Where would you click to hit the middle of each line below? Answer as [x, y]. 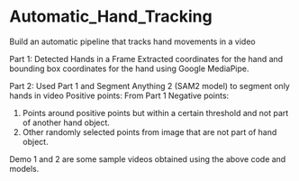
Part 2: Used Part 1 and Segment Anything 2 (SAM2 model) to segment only [149, 86]
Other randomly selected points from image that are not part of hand [149, 131]
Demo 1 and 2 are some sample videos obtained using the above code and [148, 158]
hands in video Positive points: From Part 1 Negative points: [119, 95]
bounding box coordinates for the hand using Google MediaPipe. [129, 68]
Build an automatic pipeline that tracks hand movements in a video [132, 41]
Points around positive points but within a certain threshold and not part [155, 113]
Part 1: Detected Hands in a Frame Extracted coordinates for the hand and [146, 59]
